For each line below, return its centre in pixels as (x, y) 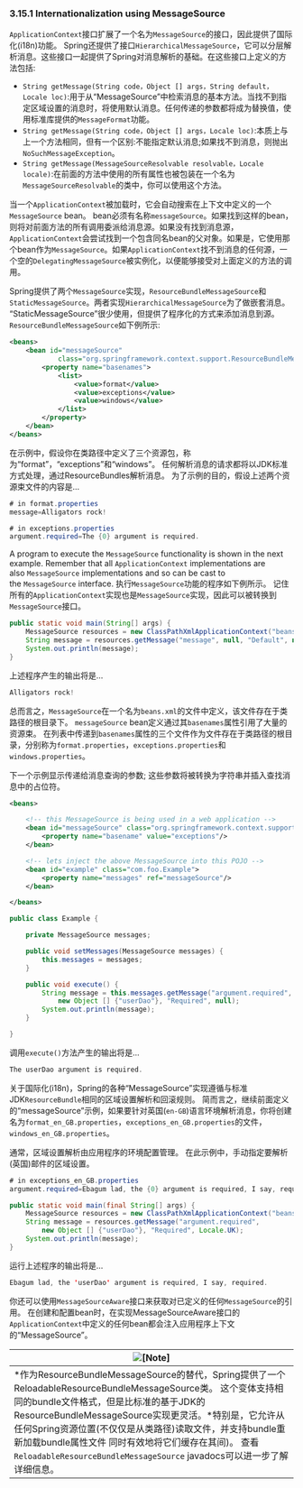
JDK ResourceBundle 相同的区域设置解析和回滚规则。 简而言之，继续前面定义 (149, 1099)
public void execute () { (72, 984)
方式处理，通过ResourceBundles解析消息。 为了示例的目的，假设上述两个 (146, 475)
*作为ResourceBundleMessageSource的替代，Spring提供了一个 (150, 1374)
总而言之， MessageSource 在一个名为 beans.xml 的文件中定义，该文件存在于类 (149, 711)
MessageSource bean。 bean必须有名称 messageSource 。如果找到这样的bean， (151, 216)
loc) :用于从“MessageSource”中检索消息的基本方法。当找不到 (165, 96)
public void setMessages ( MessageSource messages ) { (124, 951)
